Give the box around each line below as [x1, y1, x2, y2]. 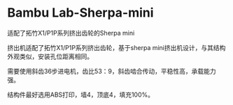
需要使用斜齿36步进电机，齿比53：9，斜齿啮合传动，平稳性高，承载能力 [7, 67, 216, 75]
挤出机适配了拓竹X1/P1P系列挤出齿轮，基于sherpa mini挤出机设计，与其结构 [7, 43, 226, 51]
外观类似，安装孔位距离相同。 [7, 52, 93, 60]
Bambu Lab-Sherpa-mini [7, 5, 154, 21]
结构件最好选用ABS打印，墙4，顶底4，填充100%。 [7, 90, 154, 99]
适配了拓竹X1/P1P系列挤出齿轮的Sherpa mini [7, 29, 135, 37]
